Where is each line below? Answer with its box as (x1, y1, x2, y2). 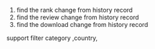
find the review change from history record (16, 13, 139, 21)
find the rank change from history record (16, 6, 133, 14)
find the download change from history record (16, 21, 149, 28)
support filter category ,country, (6, 34, 98, 42)
